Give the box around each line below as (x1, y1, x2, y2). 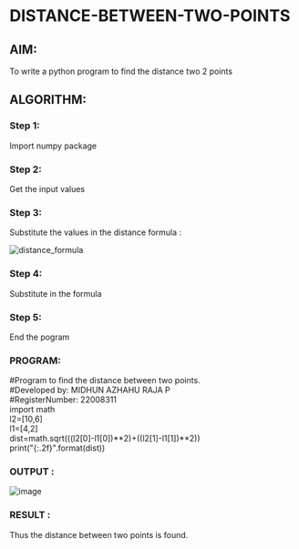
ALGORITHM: (9, 92, 87, 107)
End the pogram (9, 331, 70, 342)
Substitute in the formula (9, 288, 102, 299)
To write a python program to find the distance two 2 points (9, 66, 233, 76)
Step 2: (9, 163, 43, 176)
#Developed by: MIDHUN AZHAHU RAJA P (9, 384, 170, 396)
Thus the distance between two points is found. (9, 529, 189, 540)
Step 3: (9, 206, 43, 219)
